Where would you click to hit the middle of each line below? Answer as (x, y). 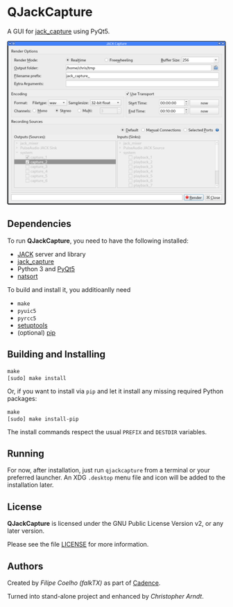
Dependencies (39, 224)
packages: (22, 398)
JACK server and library (51, 254)
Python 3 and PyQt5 (46, 268)
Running (26, 453)
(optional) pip (36, 332)
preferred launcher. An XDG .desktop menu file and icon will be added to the (116, 478)
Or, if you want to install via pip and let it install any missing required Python (115, 391)
